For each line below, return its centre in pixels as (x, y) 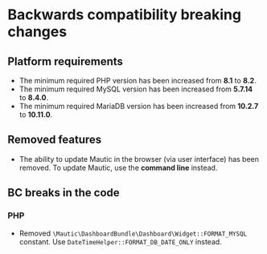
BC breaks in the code (64, 193)
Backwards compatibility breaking (125, 15)
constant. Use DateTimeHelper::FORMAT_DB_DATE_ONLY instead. (120, 241)
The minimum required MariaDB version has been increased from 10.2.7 (139, 106)
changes (37, 32)
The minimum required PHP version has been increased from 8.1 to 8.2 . (138, 81)
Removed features (55, 140)
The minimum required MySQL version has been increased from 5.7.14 (136, 89)
